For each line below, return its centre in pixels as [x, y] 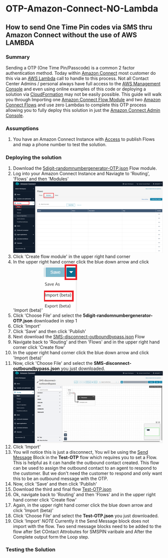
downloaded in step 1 [55, 321]
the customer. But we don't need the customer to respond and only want [87, 473]
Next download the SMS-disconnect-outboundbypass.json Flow [79, 337]
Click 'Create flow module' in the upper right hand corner [72, 257]
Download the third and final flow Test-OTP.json [62, 489]
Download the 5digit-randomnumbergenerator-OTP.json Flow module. [85, 168]
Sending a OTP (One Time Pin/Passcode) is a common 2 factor [70, 67]
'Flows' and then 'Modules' [41, 179]
